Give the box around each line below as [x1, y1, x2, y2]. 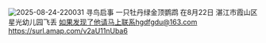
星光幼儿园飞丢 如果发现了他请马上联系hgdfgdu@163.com [8, 17, 198, 27]
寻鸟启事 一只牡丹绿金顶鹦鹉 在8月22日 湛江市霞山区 [86, 8, 258, 16]
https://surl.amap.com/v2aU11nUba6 [8, 27, 129, 35]
